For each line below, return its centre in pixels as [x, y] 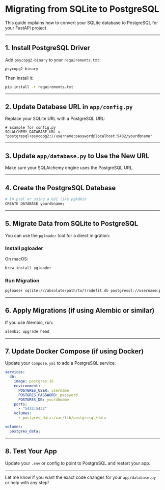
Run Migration [22, 280]
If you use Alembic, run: [29, 322]
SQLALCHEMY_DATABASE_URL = [33, 132]
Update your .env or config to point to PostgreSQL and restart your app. [78, 463]
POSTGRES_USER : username [43, 390]
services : [15, 372]
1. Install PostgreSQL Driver [48, 48]
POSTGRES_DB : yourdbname [43, 400]
